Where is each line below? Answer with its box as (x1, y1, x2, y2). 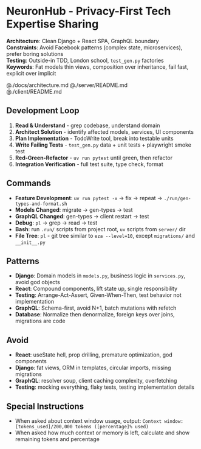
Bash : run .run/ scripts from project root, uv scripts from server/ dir (15, 225, 186, 232)
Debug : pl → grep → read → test (15, 219, 98, 226)
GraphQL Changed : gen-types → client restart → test (15, 212, 149, 220)
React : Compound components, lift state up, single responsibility (15, 285, 178, 293)
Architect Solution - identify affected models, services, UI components (15, 128, 194, 135)
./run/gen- (163, 195, 191, 201)
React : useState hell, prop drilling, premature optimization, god (15, 351, 172, 358)
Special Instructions (6, 401, 84, 411)
